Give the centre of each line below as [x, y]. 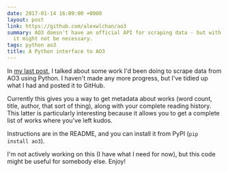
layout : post [26, 20]
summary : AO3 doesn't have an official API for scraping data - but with [114, 32]
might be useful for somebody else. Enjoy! [67, 161]
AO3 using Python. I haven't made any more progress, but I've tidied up [108, 78]
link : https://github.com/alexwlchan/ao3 [67, 26]
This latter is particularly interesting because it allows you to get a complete [113, 113]
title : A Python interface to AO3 [56, 52]
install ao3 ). [26, 141]
